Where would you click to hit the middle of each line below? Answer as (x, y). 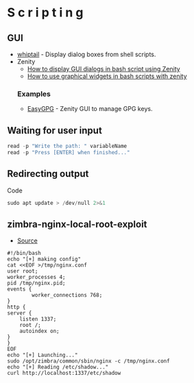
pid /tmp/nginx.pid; (37, 283)
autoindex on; (39, 331)
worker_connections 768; (67, 295)
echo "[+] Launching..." (43, 355)
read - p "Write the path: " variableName (67, 146)
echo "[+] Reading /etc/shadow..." (58, 367)
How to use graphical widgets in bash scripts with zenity (107, 76)
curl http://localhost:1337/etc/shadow (64, 373)
